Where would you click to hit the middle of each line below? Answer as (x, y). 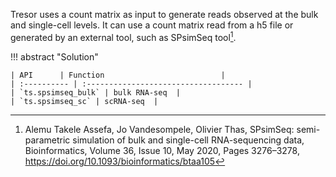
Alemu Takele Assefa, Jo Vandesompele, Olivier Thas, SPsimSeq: (159, 129)
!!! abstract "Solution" (54, 56)
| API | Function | (118, 75)
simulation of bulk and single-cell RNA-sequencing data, (188, 140)
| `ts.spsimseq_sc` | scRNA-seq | (84, 101)
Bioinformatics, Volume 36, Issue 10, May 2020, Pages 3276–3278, (162, 150)
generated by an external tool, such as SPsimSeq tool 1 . (123, 36)
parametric (47, 140)
